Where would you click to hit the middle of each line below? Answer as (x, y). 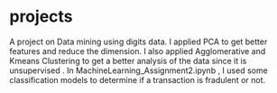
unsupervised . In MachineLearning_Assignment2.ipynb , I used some (138, 70)
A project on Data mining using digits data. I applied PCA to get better (138, 42)
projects (42, 17)
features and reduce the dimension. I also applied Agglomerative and (138, 51)
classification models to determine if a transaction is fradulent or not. (138, 79)
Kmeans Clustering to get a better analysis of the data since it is (128, 60)
